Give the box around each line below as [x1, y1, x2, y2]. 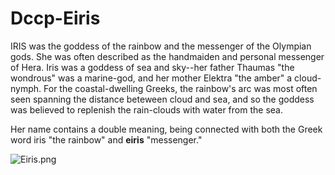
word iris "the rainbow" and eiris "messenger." [10, 133, 203, 146]
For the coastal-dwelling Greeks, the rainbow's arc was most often [43, 82, 318, 94]
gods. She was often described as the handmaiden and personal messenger [10, 50, 325, 62]
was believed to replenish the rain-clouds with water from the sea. [10, 103, 283, 116]
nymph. [10, 82, 42, 94]
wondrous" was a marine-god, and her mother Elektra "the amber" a [10, 72, 293, 84]
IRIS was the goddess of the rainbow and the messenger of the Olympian [10, 40, 312, 52]
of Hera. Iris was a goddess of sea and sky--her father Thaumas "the [10, 61, 295, 73]
